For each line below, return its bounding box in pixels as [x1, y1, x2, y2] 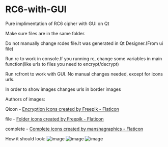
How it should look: [5, 135, 46, 141]
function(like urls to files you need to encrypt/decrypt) [5, 61, 119, 67]
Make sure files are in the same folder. [5, 30, 86, 36]
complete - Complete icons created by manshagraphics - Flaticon [5, 126, 144, 132]
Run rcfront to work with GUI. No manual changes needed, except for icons [5, 70, 163, 77]
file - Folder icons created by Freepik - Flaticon [5, 116, 104, 122]
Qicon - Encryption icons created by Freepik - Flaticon [5, 106, 120, 112]
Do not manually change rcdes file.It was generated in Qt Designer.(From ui [5, 40, 163, 46]
